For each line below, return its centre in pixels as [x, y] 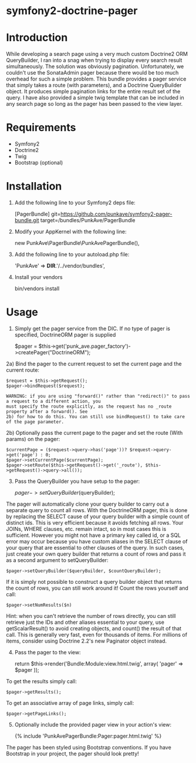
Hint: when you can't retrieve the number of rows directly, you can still [91, 616]
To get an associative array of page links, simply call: [70, 703]
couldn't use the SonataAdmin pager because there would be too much [92, 73]
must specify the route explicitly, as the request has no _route [89, 406]
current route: [23, 370]
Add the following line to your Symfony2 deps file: [75, 203]
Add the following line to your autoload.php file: [72, 254]
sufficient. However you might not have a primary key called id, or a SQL [93, 535]
